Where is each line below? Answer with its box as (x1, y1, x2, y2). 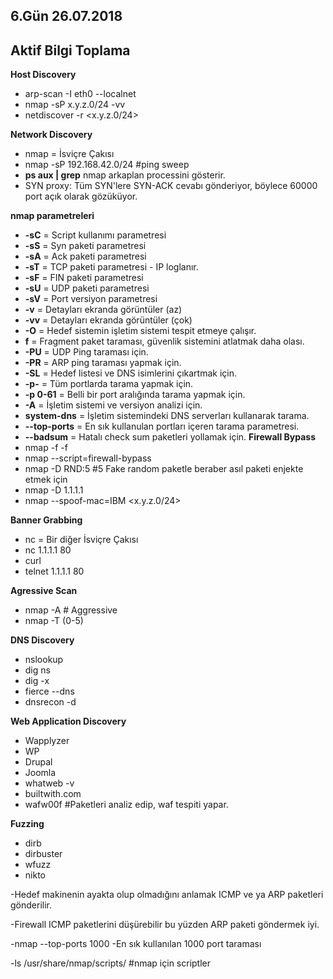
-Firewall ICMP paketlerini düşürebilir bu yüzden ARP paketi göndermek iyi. (10, 919, 320, 931)
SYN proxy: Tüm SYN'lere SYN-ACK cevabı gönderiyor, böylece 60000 (24, 180, 318, 192)
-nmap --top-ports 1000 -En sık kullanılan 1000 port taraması (10, 938, 262, 950)
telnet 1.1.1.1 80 (24, 565, 85, 578)
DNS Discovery (10, 634, 75, 646)
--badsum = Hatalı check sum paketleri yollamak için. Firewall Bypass (24, 431, 316, 443)
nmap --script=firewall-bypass (24, 452, 152, 464)
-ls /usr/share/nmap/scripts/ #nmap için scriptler (10, 957, 211, 969)
